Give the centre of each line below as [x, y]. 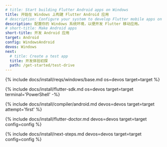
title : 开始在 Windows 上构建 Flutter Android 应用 [57, 14]
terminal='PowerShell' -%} [32, 95]
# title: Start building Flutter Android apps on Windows [67, 10]
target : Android [22, 38]
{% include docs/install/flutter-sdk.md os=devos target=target [69, 89]
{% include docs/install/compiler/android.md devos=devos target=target [80, 104]
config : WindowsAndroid [30, 42]
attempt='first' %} [24, 110]
